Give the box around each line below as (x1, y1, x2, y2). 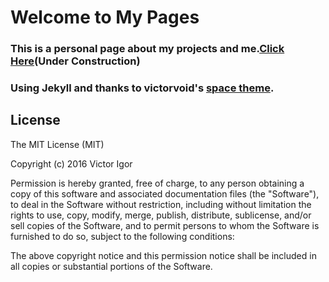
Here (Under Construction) (10, 54, 141, 68)
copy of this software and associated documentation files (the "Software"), (10, 187, 320, 200)
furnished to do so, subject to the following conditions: (10, 230, 235, 242)
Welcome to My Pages (10, 6, 200, 29)
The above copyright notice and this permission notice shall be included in (10, 249, 317, 261)
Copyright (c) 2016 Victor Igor (10, 157, 133, 170)
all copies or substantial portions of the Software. (10, 260, 213, 272)
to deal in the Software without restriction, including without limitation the (10, 198, 312, 210)
